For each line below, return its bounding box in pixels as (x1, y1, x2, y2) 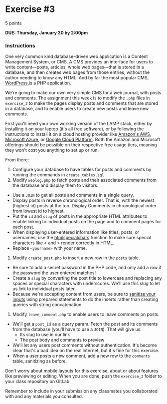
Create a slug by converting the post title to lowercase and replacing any (12, 275, 162, 281)
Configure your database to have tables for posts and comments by (12, 166, 152, 173)
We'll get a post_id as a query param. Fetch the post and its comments (12, 321, 158, 327)
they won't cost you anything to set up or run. (5, 147, 99, 153)
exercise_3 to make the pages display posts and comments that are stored (5, 100, 159, 106)
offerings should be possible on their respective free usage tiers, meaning (5, 142, 157, 148)
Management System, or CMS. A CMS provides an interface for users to (5, 59, 153, 65)
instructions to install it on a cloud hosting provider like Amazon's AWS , (5, 131, 152, 137)
